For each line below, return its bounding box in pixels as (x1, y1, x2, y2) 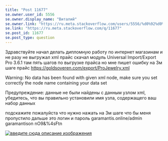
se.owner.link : (5, 21, 37, 26)
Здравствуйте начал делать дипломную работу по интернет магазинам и (5, 48, 163, 55)
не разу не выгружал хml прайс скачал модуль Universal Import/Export (5, 54, 156, 60)
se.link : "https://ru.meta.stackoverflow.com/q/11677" (5, 26, 122, 31)
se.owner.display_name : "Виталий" (5, 16, 77, 21)
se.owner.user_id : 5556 (5, 12, 55, 17)
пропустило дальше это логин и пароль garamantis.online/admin (5, 115, 142, 121)
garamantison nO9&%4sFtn (5, 120, 62, 126)
